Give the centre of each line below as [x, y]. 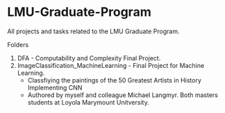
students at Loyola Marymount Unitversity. [88, 102]
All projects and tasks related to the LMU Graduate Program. [93, 31]
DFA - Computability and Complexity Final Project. [89, 58]
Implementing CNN [55, 87]
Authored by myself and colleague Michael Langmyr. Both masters [123, 95]
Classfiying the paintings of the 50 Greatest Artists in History [114, 80]
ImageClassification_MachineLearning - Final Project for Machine [111, 65]
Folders [18, 44]
